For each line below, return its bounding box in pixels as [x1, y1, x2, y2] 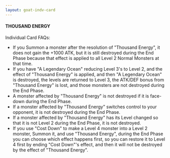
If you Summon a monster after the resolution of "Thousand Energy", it [12, 44, 160, 50]
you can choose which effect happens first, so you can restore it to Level [12, 136, 165, 142]
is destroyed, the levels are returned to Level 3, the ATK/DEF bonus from [12, 77, 164, 83]
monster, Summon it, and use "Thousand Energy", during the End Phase [12, 131, 163, 137]
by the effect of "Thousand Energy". [12, 147, 88, 153]
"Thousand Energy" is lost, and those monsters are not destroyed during [12, 82, 165, 88]
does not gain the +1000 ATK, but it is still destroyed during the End [12, 49, 154, 56]
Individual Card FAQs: [5, 34, 51, 41]
